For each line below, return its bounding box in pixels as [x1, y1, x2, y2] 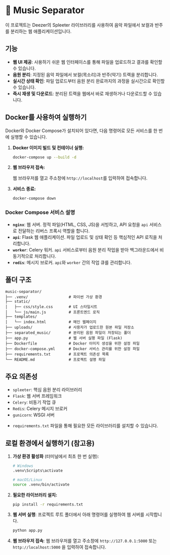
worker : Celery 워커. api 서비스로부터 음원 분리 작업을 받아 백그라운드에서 [12, 246, 159, 252]
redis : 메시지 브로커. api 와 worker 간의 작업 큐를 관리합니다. [12, 259, 132, 265]
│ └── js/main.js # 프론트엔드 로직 [5, 310, 100, 315]
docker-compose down [12, 196, 56, 201]
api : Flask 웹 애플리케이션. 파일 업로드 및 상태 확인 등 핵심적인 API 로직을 [12, 234, 157, 240]
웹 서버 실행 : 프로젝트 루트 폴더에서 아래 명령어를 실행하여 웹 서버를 [12, 511, 145, 518]
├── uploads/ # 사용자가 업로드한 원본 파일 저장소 [5, 325, 135, 330]
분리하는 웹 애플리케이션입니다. [10, 28, 72, 34]
